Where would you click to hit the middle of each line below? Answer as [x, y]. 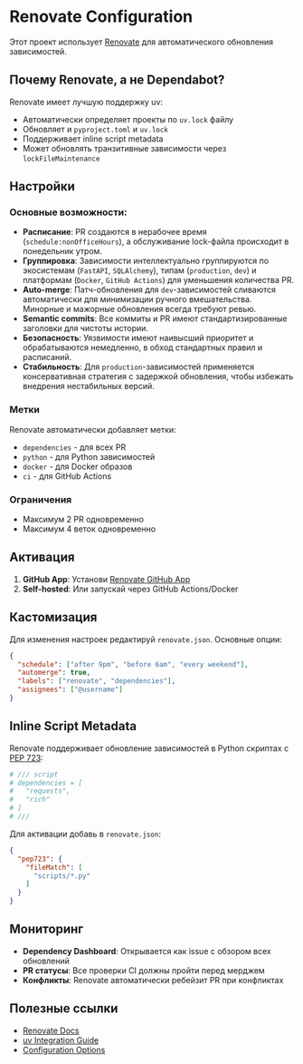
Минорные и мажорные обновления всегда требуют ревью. [139, 309]
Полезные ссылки [64, 1009]
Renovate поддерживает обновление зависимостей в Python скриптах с [149, 748]
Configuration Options [64, 1049]
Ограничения [41, 499]
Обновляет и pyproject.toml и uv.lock [95, 129]
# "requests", [40, 791]
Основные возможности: [68, 212]
